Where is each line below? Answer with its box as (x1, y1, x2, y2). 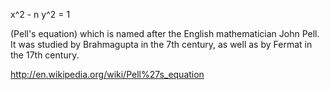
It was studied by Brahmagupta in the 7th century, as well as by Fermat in (10, 39, 313, 50)
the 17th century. (10, 49, 80, 61)
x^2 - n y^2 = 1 (10, 9, 71, 20)
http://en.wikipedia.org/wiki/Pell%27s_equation (10, 69, 205, 80)
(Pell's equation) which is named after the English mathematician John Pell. (10, 28, 320, 39)
